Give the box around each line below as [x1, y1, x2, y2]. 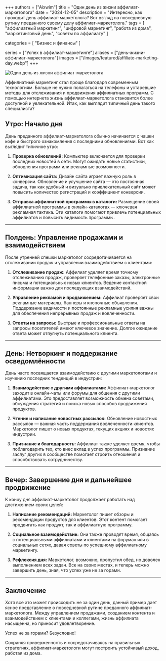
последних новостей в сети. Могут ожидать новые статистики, [12, 158, 146, 164]
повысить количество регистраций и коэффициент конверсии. [12, 189, 145, 195]
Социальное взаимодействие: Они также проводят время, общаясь [12, 531, 159, 537]
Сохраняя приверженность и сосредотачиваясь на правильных [5, 640, 141, 646]
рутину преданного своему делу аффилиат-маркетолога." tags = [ [5, 20, 145, 26]
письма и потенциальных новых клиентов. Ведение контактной [12, 280, 147, 285]
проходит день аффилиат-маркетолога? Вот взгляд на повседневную [5, 15, 152, 20]
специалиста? [5, 106, 35, 111]
